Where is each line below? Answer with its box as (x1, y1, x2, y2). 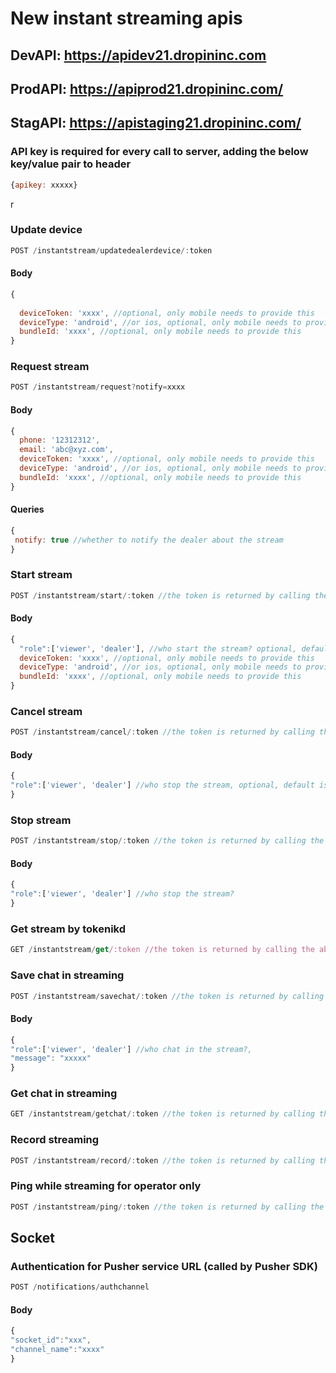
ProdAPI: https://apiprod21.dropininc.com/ (10, 80, 284, 97)
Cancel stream (10, 705, 83, 719)
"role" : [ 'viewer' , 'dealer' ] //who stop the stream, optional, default (10, 780, 315, 791)
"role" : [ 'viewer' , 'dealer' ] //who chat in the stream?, (10, 1044, 253, 1054)
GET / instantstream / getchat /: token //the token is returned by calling (10, 1109, 315, 1119)
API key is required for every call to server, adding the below (10, 145, 309, 159)
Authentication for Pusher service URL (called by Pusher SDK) (10, 1259, 318, 1273)
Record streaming (10, 1133, 100, 1147)
